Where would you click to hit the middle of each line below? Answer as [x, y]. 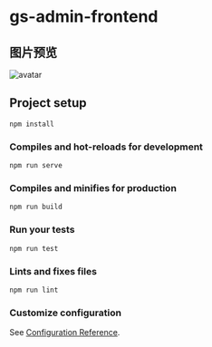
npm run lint [34, 290]
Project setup [48, 103]
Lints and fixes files [53, 271]
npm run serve [36, 166]
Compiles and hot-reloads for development [106, 147]
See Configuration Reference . [65, 333]
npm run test [34, 248]
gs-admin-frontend [84, 17]
